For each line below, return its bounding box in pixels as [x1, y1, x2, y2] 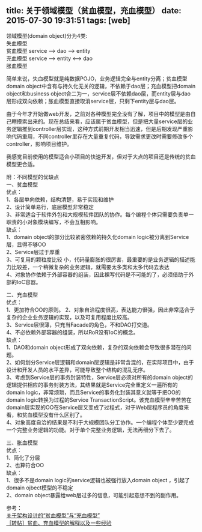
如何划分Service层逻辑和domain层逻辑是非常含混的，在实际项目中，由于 [14, 358, 194, 366]
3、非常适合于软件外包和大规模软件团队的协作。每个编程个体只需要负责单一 [6, 211, 194, 218]
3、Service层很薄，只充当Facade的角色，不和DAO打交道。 [6, 321, 153, 328]
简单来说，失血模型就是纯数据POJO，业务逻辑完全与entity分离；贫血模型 [6, 74, 188, 82]
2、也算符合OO [6, 461, 44, 468]
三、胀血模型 [6, 439, 38, 446]
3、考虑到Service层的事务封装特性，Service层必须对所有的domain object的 [6, 373, 194, 381]
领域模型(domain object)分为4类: [6, 32, 88, 39]
